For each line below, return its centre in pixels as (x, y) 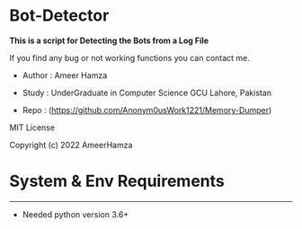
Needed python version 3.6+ (75, 214)
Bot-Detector (59, 16)
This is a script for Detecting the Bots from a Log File (109, 40)
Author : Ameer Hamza (65, 75)
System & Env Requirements (117, 181)
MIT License (32, 128)
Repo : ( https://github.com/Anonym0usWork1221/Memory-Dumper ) (147, 110)
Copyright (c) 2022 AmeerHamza (71, 145)
